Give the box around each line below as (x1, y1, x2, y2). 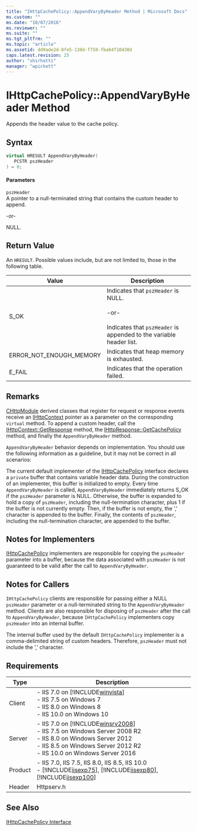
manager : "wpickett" (6, 63, 57, 69)
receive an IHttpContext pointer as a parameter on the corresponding (6, 413, 174, 420)
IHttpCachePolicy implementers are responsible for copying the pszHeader (6, 550, 185, 557)
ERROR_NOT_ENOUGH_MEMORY (9, 351, 101, 359)
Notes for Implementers (6, 534, 95, 544)
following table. (6, 263, 43, 270)
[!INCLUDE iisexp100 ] (36, 773, 97, 782)
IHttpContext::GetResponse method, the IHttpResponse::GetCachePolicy (6, 426, 182, 433)
